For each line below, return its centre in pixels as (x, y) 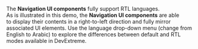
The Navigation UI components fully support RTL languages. (83, 9)
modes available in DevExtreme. (46, 41)
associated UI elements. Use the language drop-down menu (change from (99, 28)
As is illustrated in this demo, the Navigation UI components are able (93, 15)
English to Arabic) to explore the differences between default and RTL (94, 34)
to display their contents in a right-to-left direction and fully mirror (89, 21)
